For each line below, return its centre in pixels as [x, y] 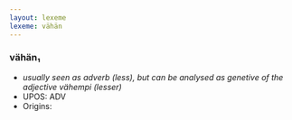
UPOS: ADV [44, 97]
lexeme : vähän [36, 26]
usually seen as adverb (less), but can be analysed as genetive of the [153, 77]
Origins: [37, 106]
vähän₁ [25, 58]
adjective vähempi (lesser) [72, 87]
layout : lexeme [38, 18]
